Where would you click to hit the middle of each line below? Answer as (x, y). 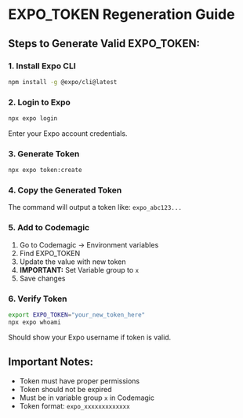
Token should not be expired (65, 389)
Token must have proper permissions (80, 381)
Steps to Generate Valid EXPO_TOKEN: (104, 44)
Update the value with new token (73, 262)
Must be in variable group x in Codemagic (87, 398)
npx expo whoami (34, 322)
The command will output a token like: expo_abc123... (95, 207)
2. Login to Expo (39, 102)
